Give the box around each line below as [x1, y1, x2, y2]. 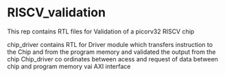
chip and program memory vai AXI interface [7, 62, 131, 70]
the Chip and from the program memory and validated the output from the [7, 48, 216, 56]
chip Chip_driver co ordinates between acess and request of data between [7, 55, 218, 63]
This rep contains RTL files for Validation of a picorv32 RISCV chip [7, 27, 195, 35]
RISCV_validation [7, 5, 106, 20]
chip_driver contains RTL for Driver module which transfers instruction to [7, 40, 213, 48]
